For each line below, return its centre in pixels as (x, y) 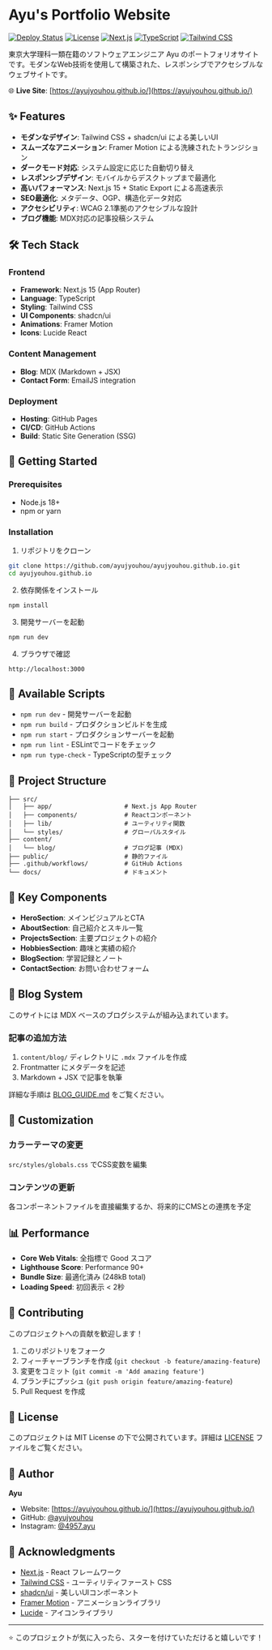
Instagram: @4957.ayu (57, 1526)
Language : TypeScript (57, 298)
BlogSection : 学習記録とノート (72, 958)
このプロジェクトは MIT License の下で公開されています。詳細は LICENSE (131, 1438)
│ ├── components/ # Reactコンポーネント (100, 815)
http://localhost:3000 (47, 669)
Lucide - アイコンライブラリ (67, 1613)
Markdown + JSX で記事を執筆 (71, 1077)
